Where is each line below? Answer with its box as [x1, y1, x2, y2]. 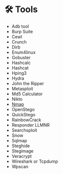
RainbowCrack [11, 117, 42, 123]
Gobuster [11, 54, 31, 60]
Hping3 [11, 70, 27, 76]
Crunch [11, 39, 27, 44]
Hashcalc [11, 60, 31, 65]
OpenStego [11, 106, 35, 112]
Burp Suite [11, 28, 33, 34]
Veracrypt [11, 153, 32, 159]
